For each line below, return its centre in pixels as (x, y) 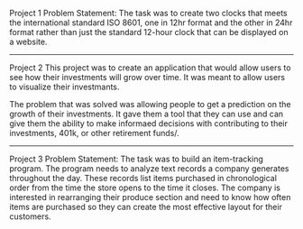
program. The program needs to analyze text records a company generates (149, 169)
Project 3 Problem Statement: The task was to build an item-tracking (136, 159)
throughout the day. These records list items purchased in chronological (143, 178)
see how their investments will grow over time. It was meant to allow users (147, 77)
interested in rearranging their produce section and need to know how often (150, 197)
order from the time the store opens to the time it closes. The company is (145, 188)
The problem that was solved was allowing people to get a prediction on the (150, 104)
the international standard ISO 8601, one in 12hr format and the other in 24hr (151, 23)
